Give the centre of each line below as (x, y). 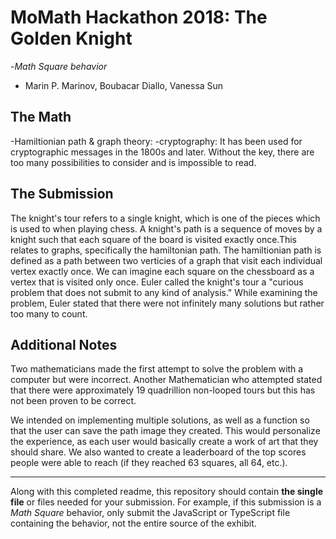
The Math (41, 117)
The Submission (62, 194)
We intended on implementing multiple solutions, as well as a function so (160, 420)
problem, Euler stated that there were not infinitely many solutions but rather (167, 303)
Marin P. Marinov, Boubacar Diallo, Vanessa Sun (124, 85)
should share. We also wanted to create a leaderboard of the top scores (158, 452)
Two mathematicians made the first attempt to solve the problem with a (157, 369)
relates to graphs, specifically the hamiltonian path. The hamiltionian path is (166, 250)
